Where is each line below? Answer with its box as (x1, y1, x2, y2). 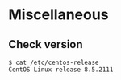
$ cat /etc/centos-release (8, 58, 99, 66)
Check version (8, 38, 83, 51)
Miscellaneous (8, 6, 109, 24)
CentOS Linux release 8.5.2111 (8, 66, 114, 74)
